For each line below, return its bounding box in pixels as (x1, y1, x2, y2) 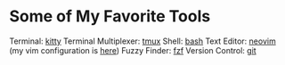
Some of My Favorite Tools (9, 6, 211, 27)
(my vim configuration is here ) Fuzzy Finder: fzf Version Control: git (9, 45, 256, 55)
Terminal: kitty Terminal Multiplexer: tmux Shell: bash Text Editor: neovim (9, 36, 276, 46)
